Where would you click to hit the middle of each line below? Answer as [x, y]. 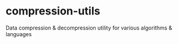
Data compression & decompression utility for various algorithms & [89, 28]
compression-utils [53, 11]
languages [19, 34]
